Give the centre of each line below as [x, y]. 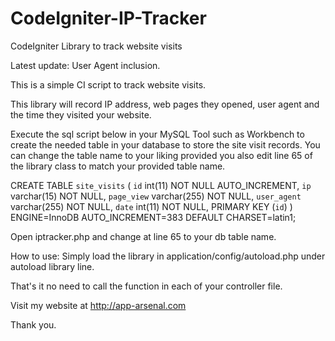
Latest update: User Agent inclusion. [85, 65]
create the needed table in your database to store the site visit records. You [165, 144]
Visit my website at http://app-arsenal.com [98, 305]
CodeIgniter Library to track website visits [96, 46]
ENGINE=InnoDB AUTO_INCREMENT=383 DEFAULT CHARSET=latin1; [153, 217]
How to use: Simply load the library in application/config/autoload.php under [168, 256]
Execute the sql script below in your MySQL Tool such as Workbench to [157, 134]
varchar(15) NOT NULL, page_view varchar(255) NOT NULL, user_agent [156, 196]
